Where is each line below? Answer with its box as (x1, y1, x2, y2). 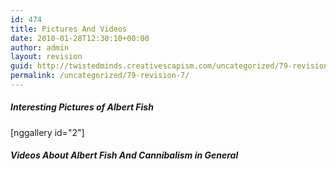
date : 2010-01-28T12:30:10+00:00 (10, 33, 150, 43)
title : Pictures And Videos (10, 24, 128, 34)
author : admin (10, 42, 70, 53)
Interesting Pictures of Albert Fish (10, 101, 154, 113)
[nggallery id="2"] (10, 126, 85, 138)
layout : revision (10, 52, 83, 62)
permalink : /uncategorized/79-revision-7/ (10, 71, 190, 81)
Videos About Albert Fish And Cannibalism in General (10, 149, 239, 161)
